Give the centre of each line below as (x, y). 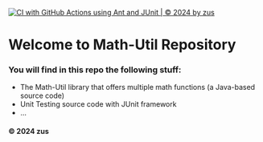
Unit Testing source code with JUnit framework (98, 104)
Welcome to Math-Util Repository (122, 45)
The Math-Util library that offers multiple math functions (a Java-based (138, 87)
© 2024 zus (29, 132)
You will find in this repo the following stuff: (95, 70)
